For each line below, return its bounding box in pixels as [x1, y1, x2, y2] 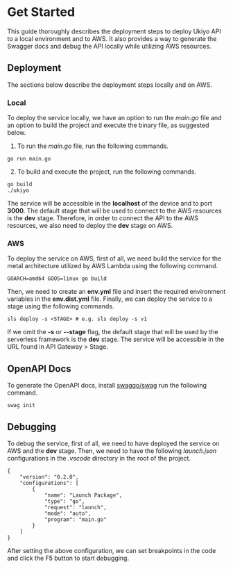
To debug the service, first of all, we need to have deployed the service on [7, 439, 220, 447]
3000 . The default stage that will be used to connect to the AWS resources [7, 206, 222, 215]
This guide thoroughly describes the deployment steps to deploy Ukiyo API [7, 27, 221, 35]
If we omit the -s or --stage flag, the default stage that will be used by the [7, 328, 218, 336]
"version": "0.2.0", [19, 473, 79, 480]
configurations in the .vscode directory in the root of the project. [7, 454, 191, 462]
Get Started [7, 4, 75, 20]
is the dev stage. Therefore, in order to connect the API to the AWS [7, 214, 199, 222]
